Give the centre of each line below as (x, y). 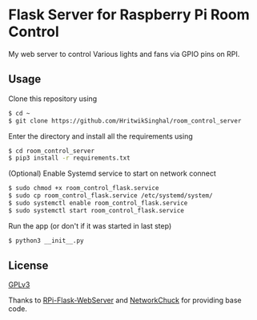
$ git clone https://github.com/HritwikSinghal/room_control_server (125, 121)
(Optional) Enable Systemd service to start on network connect (112, 173)
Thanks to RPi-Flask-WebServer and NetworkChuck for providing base (125, 300)
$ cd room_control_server (51, 151)
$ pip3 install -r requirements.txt (69, 158)
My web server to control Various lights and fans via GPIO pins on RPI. (124, 54)
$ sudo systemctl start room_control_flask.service (96, 210)
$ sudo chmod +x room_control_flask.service (84, 188)
